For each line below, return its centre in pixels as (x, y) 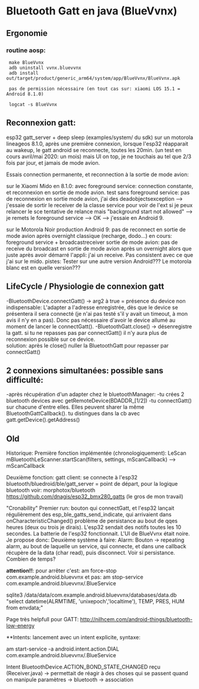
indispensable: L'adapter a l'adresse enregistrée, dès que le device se (92, 307)
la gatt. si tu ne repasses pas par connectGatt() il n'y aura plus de (87, 333)
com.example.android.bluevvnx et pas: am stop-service (75, 577)
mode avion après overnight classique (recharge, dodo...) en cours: (89, 235)
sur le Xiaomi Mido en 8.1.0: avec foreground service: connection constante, (100, 186)
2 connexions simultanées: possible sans (85, 371)
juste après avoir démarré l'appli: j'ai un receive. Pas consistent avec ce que (100, 255)
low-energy (20, 626)
